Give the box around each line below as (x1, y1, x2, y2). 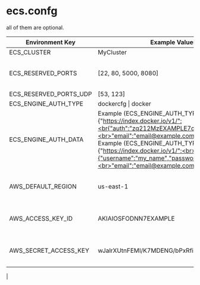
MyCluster (98, 48, 127, 56)
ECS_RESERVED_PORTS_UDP (9, 89, 92, 98)
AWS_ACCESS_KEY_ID (9, 214, 73, 222)
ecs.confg (6, 4, 58, 18)
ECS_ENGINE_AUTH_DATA (9, 135, 84, 144)
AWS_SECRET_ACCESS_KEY (9, 246, 89, 255)
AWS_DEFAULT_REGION (9, 182, 77, 190)
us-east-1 (98, 182, 129, 190)
